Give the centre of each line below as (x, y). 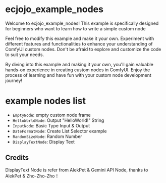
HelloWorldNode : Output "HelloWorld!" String (58, 120)
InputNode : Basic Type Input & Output (51, 125)
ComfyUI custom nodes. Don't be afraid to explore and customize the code (83, 49)
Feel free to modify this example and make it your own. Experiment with (80, 38)
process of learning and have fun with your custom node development (78, 75)
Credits (17, 158)
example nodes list (46, 101)
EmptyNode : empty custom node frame (51, 115)
